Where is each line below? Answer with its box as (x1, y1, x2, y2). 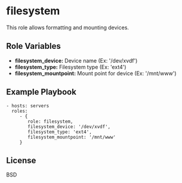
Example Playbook (6, 87, 76, 97)
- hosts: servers (6, 103, 50, 108)
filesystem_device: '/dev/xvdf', (27, 123, 111, 129)
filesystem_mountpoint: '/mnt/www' (27, 134, 116, 140)
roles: (11, 108, 28, 114)
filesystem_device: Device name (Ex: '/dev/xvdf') (14, 57, 138, 64)
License (6, 155, 36, 165)
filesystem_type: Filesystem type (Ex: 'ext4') (14, 63, 127, 70)
